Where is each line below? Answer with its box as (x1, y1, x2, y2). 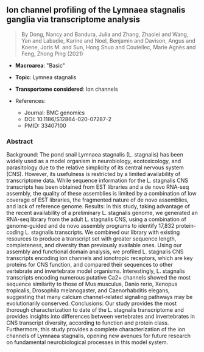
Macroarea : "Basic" (15, 62, 65, 69)
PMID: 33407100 (24, 122, 67, 129)
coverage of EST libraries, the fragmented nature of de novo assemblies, (6, 196, 189, 203)
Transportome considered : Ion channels (15, 85, 118, 93)
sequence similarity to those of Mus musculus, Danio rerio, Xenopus (6, 280, 178, 288)
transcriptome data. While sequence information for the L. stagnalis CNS (6, 177, 189, 185)
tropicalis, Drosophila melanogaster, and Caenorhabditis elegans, (6, 287, 170, 294)
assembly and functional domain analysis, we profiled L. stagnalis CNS (6, 248, 184, 255)
